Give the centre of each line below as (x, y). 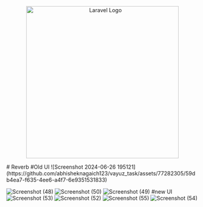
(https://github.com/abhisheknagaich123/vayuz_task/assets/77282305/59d (101, 173)
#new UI (162, 191)
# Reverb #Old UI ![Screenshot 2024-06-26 (61, 167)
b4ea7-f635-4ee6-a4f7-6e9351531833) (57, 180)
